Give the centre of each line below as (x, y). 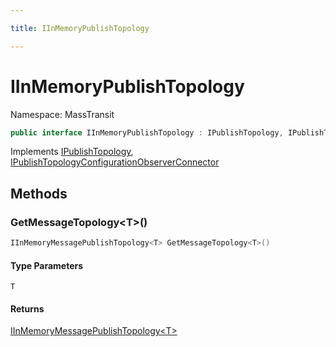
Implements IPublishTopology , (72, 152)
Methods (39, 193)
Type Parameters (47, 265)
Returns (27, 308)
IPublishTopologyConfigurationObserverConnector (115, 162)
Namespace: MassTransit (62, 114)
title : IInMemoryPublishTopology (80, 28)
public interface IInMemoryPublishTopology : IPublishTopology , (147, 132)
